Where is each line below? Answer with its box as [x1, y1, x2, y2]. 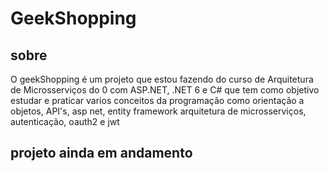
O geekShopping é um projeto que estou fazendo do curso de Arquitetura [10, 73, 314, 85]
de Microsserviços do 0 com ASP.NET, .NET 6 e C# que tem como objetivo [10, 84, 320, 96]
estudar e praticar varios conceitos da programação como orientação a [10, 95, 305, 106]
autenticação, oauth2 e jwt [10, 116, 120, 127]
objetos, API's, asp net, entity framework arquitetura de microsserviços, [10, 105, 307, 117]
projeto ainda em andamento [10, 145, 193, 162]
